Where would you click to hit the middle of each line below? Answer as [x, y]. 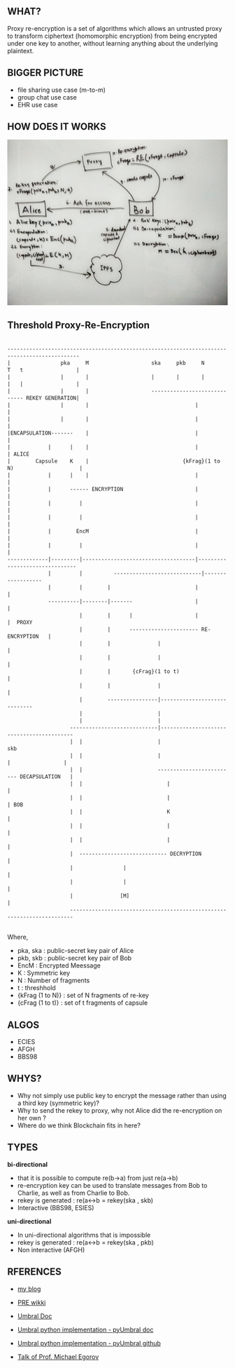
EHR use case [37, 104]
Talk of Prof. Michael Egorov [58, 1357]
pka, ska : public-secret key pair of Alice [76, 951]
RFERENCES [34, 1272]
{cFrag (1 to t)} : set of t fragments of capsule [83, 1003]
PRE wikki [31, 1302]
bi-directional [27, 1164]
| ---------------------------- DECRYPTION [135, 854]
